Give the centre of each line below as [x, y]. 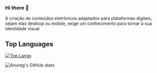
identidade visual [22, 29]
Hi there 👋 [17, 8]
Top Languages [29, 44]
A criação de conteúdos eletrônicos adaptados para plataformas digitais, [79, 18]
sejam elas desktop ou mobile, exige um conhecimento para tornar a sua [78, 23]
